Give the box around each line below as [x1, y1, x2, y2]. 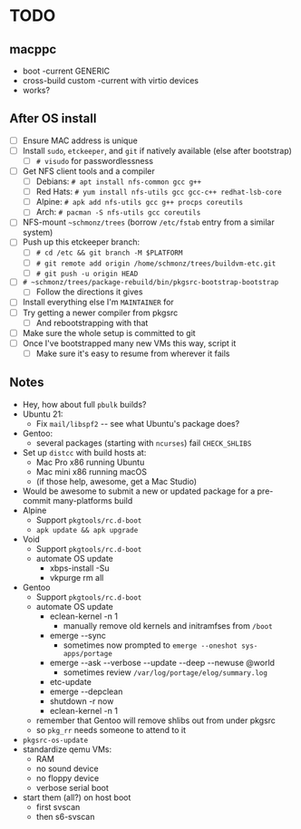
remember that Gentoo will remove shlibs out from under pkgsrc [35, 715, 277, 726]
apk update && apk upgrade [35, 525, 139, 535]
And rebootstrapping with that [35, 317, 149, 328]
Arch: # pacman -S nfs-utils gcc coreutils [35, 207, 201, 217]
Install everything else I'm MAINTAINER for [22, 296, 174, 308]
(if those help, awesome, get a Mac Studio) [35, 476, 198, 487]
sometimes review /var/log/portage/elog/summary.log [63, 667, 267, 678]
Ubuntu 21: [22, 409, 63, 419]
